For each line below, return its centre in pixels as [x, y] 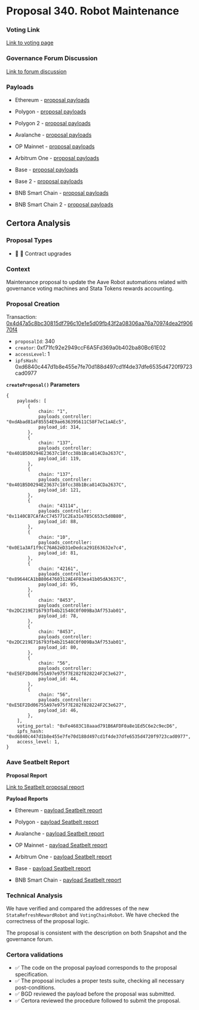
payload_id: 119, [60, 459]
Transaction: [22, 317]
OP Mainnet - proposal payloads [55, 147]
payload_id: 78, [58, 616]
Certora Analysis [38, 223]
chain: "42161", [58, 569]
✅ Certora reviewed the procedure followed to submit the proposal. [98, 1001]
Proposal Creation [33, 304]
